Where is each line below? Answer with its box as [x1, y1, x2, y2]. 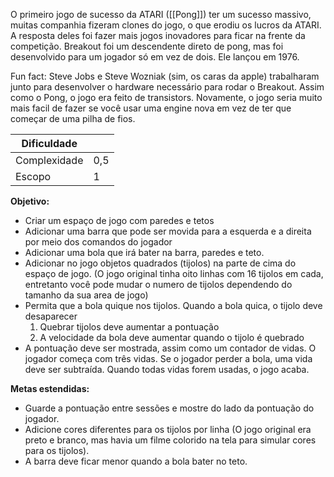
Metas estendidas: [10, 383, 90, 394]
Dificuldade [21, 137, 78, 150]
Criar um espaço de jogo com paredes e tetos [24, 215, 215, 226]
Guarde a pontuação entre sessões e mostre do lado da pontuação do [24, 402, 315, 414]
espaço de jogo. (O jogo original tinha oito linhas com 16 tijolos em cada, [24, 268, 324, 279]
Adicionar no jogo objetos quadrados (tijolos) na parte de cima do [24, 257, 297, 269]
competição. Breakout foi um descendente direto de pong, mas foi [10, 40, 284, 52]
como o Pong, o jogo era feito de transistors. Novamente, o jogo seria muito [10, 92, 323, 103]
